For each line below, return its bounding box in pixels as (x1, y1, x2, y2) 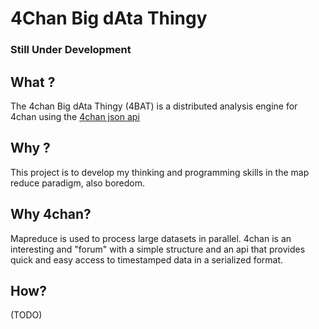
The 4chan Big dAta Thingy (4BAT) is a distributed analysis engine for (10, 100, 298, 112)
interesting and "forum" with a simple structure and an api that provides (10, 243, 306, 255)
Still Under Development (10, 43, 132, 57)
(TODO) (10, 309, 43, 321)
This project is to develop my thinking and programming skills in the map (10, 166, 310, 178)
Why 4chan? (10, 206, 92, 223)
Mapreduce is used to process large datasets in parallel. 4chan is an (10, 232, 292, 244)
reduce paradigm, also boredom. (10, 177, 146, 189)
